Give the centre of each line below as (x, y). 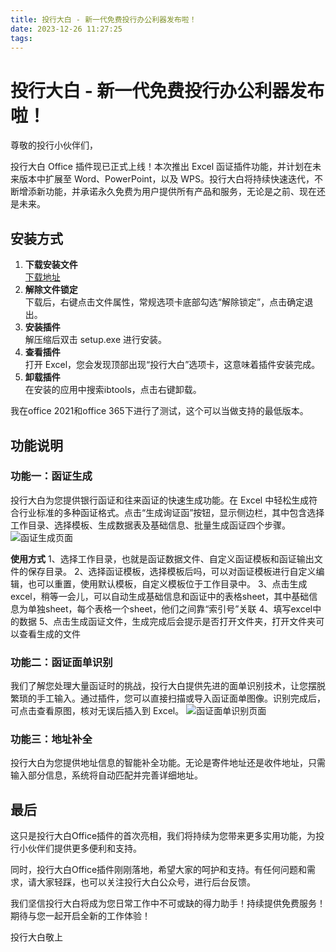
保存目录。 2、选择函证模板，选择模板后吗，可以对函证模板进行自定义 (172, 571)
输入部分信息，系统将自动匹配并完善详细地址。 (106, 775)
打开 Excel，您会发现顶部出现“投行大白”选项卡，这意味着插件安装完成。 (172, 365)
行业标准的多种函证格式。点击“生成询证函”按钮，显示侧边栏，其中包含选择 (171, 512)
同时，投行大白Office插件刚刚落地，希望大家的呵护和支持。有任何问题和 (159, 870)
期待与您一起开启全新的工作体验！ (80, 916)
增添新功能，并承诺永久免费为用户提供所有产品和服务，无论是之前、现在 (167, 192)
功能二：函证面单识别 (61, 662)
